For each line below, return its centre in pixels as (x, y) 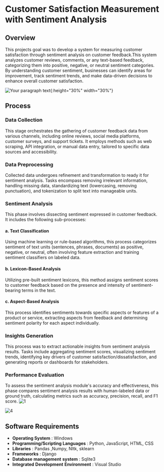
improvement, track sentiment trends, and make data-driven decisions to (79, 76)
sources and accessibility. (31, 152)
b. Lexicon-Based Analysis (33, 269)
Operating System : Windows (42, 438)
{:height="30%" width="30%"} (82, 90)
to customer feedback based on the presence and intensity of (68, 285)
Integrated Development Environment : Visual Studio (67, 465)
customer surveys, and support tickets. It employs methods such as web (79, 141)
